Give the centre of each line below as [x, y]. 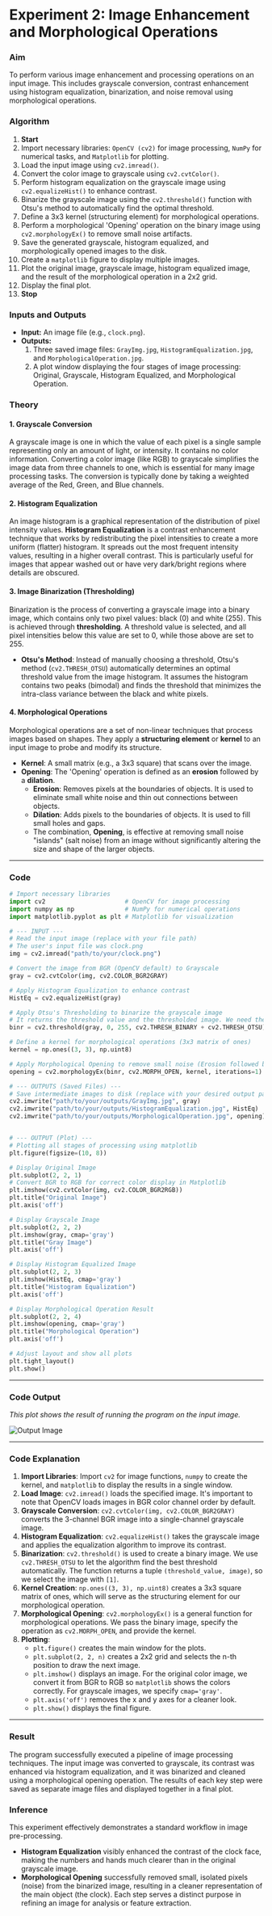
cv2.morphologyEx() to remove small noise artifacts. [107, 234]
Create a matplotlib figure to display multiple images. [110, 259]
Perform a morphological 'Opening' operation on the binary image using [140, 225]
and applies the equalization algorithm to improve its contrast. [123, 1545]
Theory [24, 404]
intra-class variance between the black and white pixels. [115, 693]
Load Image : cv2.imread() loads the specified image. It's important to [137, 1493]
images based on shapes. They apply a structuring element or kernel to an [135, 739]
